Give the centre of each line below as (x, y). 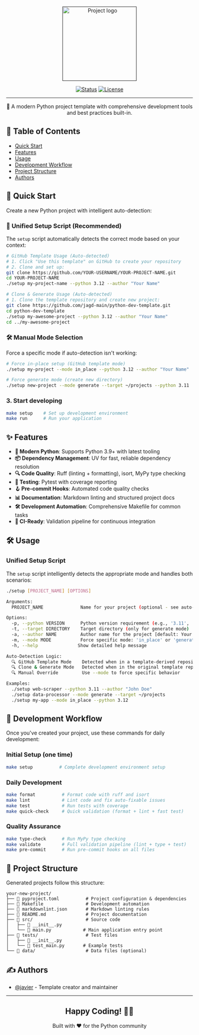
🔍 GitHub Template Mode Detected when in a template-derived (93, 662)
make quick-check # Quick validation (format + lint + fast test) (95, 811)
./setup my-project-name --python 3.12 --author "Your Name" (83, 284)
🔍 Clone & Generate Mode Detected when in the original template (97, 667)
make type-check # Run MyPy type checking (66, 839)
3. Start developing (34, 401)
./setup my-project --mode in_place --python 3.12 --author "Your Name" (98, 369)
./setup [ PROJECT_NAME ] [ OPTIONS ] (49, 591)
